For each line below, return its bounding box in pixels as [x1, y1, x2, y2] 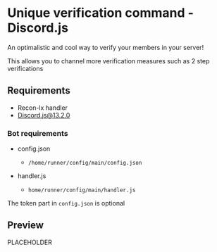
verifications [7, 64, 44, 73]
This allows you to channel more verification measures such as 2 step [7, 56, 210, 65]
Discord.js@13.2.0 [17, 111, 70, 119]
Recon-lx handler [17, 103, 68, 112]
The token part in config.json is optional [7, 199, 125, 208]
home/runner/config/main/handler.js [27, 187, 136, 194]
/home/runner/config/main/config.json [27, 160, 142, 167]
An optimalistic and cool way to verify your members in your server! [7, 43, 204, 51]
